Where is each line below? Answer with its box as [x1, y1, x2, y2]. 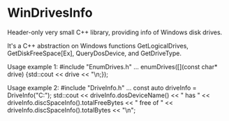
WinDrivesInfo [7, 5, 93, 21]
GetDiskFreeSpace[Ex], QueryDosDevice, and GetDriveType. [7, 49, 182, 57]
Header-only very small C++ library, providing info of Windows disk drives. [7, 28, 223, 36]
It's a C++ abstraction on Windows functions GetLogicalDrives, [7, 41, 189, 50]
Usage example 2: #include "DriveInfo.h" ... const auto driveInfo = [7, 83, 197, 92]
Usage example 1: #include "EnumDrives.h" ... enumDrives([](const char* [7, 62, 218, 71]
